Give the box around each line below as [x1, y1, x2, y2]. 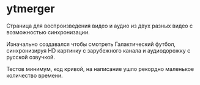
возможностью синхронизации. [6, 28, 90, 35]
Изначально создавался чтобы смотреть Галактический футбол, [6, 40, 176, 48]
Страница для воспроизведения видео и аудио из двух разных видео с [6, 22, 193, 29]
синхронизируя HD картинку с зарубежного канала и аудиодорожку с [6, 46, 191, 54]
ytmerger [6, 2, 55, 16]
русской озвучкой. [6, 53, 55, 61]
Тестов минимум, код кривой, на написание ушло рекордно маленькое [6, 65, 194, 72]
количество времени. [6, 72, 63, 79]
